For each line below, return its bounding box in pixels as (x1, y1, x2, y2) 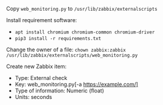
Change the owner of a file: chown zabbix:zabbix (6, 46, 126, 53)
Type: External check (14, 75, 68, 81)
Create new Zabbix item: (6, 63, 67, 70)
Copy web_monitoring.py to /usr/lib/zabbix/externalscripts (6, 5, 158, 12)
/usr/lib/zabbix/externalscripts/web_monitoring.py (6, 52, 138, 58)
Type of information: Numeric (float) (14, 87, 104, 94)
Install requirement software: (6, 17, 77, 23)
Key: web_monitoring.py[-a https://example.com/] (14, 81, 138, 88)
